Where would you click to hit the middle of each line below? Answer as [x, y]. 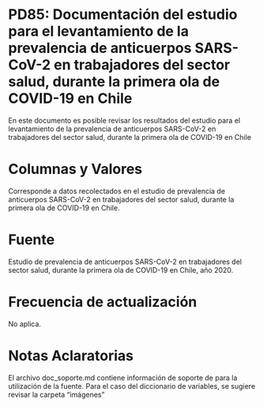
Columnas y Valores [75, 170]
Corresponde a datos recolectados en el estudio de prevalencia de [117, 190]
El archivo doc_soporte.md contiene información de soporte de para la [123, 378]
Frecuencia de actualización [103, 302]
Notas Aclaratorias [71, 355]
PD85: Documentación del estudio [123, 15]
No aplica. [25, 324]
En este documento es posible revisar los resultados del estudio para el [124, 120]
